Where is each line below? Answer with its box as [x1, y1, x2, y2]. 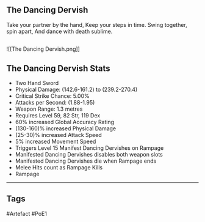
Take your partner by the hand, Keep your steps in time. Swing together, [6, 21, 187, 28]
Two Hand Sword [15, 80, 59, 87]
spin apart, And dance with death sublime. [6, 28, 113, 35]
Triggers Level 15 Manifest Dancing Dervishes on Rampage [15, 144, 164, 152]
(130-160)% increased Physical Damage [15, 125, 117, 132]
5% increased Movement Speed [15, 138, 96, 146]
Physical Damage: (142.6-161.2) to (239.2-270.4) [15, 86, 138, 94]
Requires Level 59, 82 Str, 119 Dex [15, 112, 101, 119]
